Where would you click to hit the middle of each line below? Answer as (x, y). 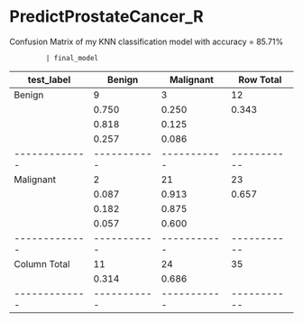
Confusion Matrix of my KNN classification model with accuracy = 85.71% (147, 42)
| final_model (72, 58)
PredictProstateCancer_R (107, 17)
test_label (49, 79)
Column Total (42, 263)
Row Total (260, 79)
